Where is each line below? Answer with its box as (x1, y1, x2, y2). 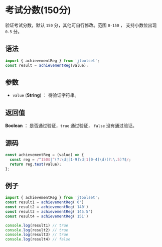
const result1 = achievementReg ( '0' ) (5, 200, 84, 205)
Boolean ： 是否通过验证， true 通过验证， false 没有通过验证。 (5, 122, 137, 129)
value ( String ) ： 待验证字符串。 (12, 92, 79, 98)
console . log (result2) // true (5, 227, 69, 232)
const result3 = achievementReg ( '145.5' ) (5, 209, 93, 214)
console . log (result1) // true (5, 223, 69, 228)
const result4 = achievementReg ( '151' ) (5, 214, 89, 219)
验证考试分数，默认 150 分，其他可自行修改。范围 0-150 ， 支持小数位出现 (5, 22, 157, 28)
